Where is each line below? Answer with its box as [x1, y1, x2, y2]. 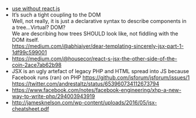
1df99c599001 [11, 49, 47, 55]
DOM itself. [11, 37, 40, 43]
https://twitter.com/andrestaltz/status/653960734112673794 [11, 80, 160, 87]
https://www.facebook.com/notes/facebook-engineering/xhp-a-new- [11, 87, 182, 93]
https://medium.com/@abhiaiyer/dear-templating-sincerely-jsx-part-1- [11, 42, 184, 50]
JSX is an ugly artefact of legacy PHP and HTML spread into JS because [11, 68, 189, 74]
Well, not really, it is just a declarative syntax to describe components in [11, 18, 187, 24]
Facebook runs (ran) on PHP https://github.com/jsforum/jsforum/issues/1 [11, 74, 190, 81]
